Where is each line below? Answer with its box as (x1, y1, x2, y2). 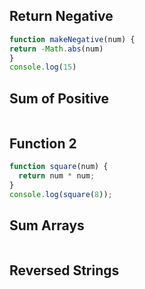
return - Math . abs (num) (9, 44, 104, 54)
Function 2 (9, 135, 77, 152)
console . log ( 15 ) (9, 62, 77, 73)
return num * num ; (18, 170, 96, 181)
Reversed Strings (9, 262, 120, 279)
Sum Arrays (9, 217, 85, 234)
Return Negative (9, 8, 114, 25)
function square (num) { (9, 161, 109, 171)
